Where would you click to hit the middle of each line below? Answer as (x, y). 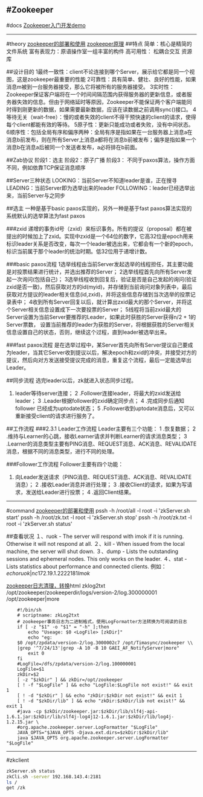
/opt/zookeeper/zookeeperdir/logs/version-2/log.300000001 (82, 592)
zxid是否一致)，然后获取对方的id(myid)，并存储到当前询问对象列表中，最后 (99, 287)
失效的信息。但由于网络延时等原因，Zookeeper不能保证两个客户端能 (102, 101)
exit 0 (36, 653)
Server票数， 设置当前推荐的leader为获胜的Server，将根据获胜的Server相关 (101, 324)
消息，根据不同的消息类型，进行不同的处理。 (62, 451)
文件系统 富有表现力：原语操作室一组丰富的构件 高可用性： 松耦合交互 (93, 51)
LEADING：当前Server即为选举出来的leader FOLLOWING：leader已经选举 (98, 188)
